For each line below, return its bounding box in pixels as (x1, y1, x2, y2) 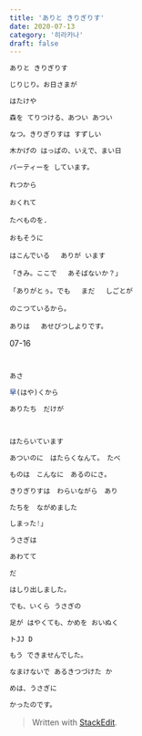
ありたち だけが (9, 405, 65, 414)
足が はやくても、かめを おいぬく (9, 617, 119, 627)
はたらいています (9, 437, 64, 446)
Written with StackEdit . (31, 717, 118, 728)
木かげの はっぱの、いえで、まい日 (9, 146, 122, 155)
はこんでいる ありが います (9, 252, 106, 261)
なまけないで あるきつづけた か (9, 668, 113, 677)
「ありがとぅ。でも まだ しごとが (9, 286, 134, 296)
